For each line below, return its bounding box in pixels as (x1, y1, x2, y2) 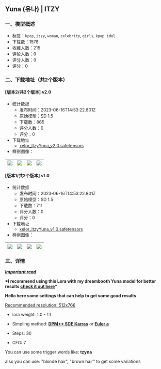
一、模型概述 (5, 21, 35, 28)
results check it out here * (5, 283, 57, 290)
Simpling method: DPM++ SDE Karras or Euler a (12, 321, 109, 327)
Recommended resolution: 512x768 (5, 302, 76, 308)
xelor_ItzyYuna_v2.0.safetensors (19, 142, 84, 148)
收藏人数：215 (12, 45, 41, 50)
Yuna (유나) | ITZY (5, 5, 60, 14)
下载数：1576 (12, 39, 39, 45)
